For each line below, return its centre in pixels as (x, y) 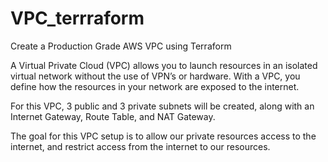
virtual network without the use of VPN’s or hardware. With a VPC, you (155, 76)
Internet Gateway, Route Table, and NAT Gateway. (113, 116)
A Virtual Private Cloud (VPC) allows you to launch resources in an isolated (164, 65)
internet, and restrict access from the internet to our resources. (140, 146)
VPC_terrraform (77, 18)
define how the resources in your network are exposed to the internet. (155, 86)
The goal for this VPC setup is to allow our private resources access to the (163, 136)
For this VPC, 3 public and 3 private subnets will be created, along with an (162, 106)
